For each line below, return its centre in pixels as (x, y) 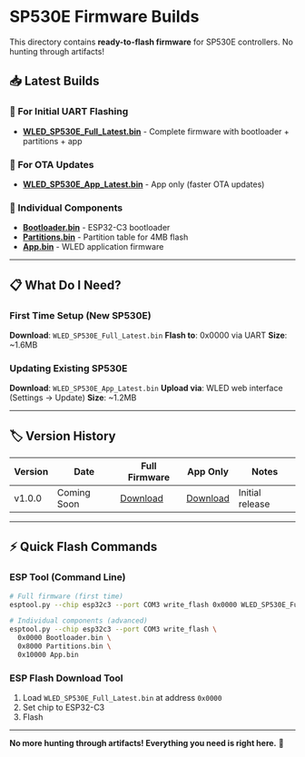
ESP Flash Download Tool (67, 678)
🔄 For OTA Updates (52, 164)
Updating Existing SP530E (69, 368)
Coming (74, 493)
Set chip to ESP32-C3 (64, 708)
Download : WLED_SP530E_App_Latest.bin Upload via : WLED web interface (146, 388)
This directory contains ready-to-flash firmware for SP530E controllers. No (151, 42)
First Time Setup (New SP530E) (80, 315)
